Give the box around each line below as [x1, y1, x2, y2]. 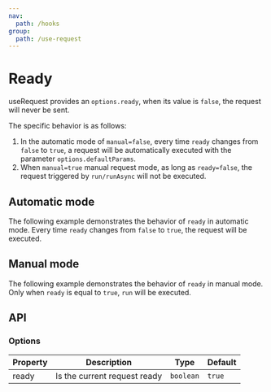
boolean [169, 371, 199, 381]
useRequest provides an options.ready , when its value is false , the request [8, 97, 262, 107]
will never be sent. [8, 105, 70, 115]
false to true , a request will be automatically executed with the [20, 146, 232, 155]
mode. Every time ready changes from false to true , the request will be [8, 225, 247, 234]
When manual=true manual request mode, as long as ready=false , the [20, 163, 252, 172]
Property [12, 356, 48, 368]
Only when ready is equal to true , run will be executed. [8, 287, 191, 297]
